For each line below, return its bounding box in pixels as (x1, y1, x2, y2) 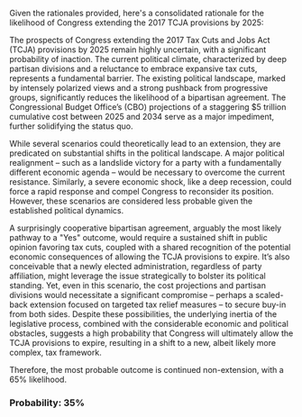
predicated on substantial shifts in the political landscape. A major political (9, 148, 286, 159)
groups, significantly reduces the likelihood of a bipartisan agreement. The (9, 92, 287, 103)
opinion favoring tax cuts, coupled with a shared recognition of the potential (9, 242, 291, 252)
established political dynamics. (9, 205, 124, 215)
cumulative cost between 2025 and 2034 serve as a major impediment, (9, 112, 275, 122)
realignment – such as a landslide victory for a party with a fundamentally (9, 158, 282, 168)
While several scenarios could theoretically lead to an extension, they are (9, 139, 281, 149)
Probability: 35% (9, 396, 86, 409)
